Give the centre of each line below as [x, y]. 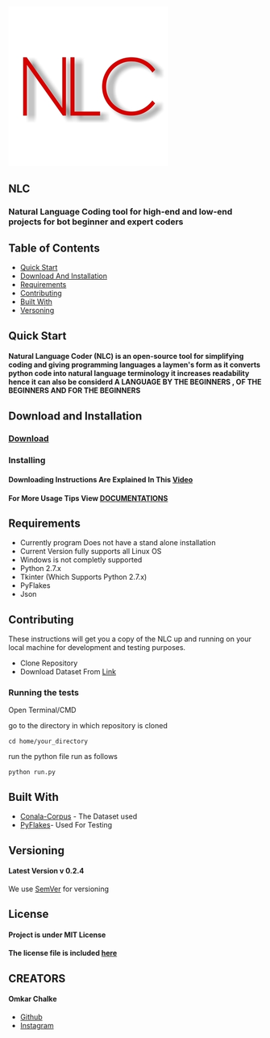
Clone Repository [49, 663]
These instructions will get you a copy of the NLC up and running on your [130, 639]
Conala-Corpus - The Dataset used [79, 816]
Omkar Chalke [33, 999]
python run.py [32, 773]
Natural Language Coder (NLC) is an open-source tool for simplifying [126, 356]
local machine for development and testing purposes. [97, 648]
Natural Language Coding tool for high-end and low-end [120, 212]
